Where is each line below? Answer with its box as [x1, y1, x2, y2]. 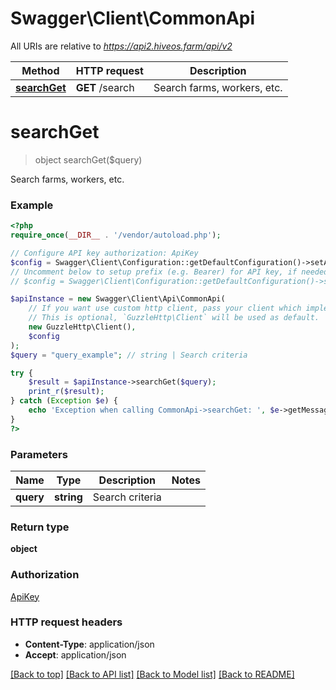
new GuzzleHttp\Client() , [28, 322, 137, 332]
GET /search [75, 80, 135, 94]
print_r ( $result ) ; [28, 387, 105, 397]
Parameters [10, 447, 68, 461]
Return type [10, 520, 70, 534]
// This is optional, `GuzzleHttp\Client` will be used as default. [28, 313, 320, 323]
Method [21, 63, 60, 77]
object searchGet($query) [34, 153, 143, 166]
